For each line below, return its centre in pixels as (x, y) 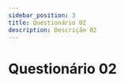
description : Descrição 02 (53, 30)
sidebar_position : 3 (42, 15)
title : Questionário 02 (47, 23)
